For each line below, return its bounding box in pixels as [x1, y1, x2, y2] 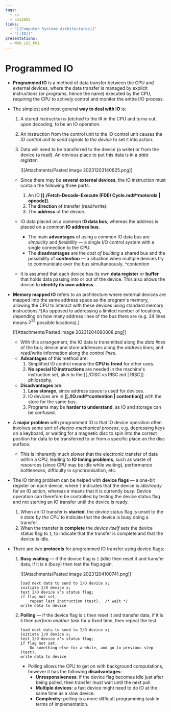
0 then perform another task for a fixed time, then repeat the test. [20, 618, 158, 624]
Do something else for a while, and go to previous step [30, 645, 153, 651]
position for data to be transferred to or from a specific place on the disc [12, 436, 165, 442]
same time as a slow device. [35, 690, 95, 697]
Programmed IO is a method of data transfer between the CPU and [12, 80, 154, 86]
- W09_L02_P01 [10, 41, 40, 46]
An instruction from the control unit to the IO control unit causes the [20, 131, 163, 137]
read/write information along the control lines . [20, 350, 117, 356]
